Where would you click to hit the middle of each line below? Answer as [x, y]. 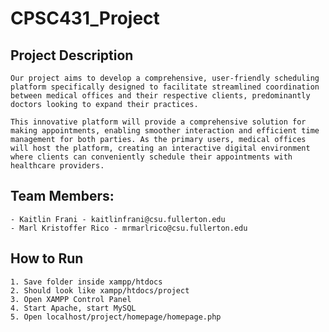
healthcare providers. [57, 166]
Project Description [72, 55]
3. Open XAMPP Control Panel [71, 299]
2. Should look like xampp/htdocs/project [100, 290]
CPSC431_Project [85, 18]
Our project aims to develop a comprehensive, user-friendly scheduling [165, 78]
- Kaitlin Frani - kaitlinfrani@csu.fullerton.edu [118, 219]
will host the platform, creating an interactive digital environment [160, 148]
